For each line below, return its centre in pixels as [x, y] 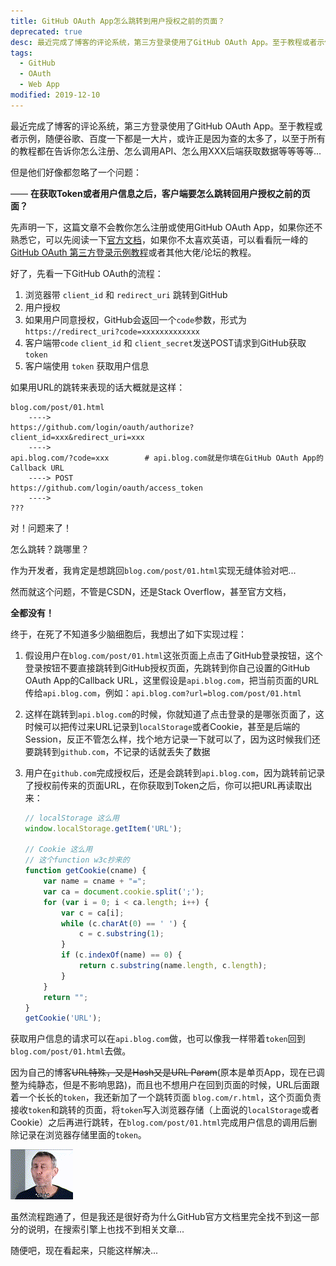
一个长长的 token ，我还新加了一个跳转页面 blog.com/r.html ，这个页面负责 [170, 1097]
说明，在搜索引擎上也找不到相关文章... [106, 1229]
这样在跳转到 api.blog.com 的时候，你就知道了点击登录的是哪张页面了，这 [174, 714]
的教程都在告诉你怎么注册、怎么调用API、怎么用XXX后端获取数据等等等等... [166, 151]
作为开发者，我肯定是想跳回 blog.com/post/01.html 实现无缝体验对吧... [153, 570]
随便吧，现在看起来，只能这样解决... [84, 1251]
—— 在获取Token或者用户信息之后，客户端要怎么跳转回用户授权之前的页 [160, 193]
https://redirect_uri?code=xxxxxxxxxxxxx [112, 331]
